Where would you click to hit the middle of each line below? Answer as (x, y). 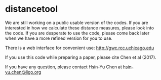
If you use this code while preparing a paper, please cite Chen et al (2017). (81, 57)
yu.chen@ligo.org (23, 72)
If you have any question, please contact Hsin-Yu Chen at (64, 67)
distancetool (32, 9)
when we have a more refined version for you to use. (59, 38)
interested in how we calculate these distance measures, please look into (80, 27)
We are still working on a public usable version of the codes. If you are (77, 23)
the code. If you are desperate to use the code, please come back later (77, 33)
